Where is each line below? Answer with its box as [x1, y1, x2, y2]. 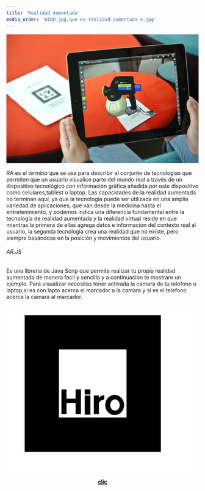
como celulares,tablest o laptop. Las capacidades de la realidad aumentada [6, 188, 196, 196]
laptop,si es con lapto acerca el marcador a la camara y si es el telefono [6, 286, 187, 293]
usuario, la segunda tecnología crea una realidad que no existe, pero [6, 227, 179, 235]
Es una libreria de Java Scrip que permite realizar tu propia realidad [6, 267, 176, 275]
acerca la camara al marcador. [6, 293, 83, 300]
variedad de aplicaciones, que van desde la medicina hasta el [6, 202, 162, 209]
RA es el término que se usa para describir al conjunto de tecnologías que [6, 169, 192, 177]
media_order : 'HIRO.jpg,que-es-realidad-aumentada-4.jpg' [6, 16, 157, 23]
